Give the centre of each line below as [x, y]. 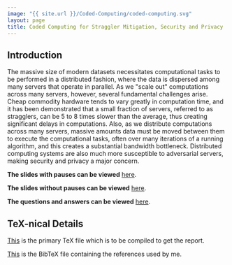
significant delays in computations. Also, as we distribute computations [110, 124]
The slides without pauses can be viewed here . [77, 188]
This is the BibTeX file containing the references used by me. [94, 254]
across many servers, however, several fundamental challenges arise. [108, 94]
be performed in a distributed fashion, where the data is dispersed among [114, 79]
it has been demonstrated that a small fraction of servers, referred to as [110, 109]
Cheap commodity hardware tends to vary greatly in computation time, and [115, 101]
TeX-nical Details [45, 223]
